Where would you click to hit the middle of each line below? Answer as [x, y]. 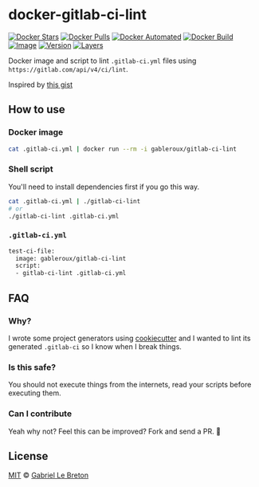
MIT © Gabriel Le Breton [49, 475]
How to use [37, 110]
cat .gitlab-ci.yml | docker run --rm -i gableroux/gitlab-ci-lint [123, 149]
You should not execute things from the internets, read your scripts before [130, 385]
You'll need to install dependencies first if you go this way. [104, 187]
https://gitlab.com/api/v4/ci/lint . [69, 69]
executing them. [35, 393]
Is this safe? [32, 367]
